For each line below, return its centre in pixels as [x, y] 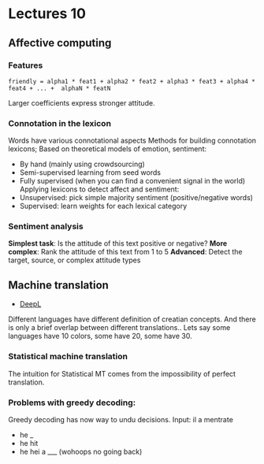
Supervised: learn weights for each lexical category [103, 206]
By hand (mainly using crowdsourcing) [82, 164]
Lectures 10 [47, 14]
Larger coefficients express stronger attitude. [82, 102]
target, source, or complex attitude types [74, 260]
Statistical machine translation [68, 357]
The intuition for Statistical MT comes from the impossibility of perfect [122, 373]
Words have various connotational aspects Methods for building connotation [132, 141]
